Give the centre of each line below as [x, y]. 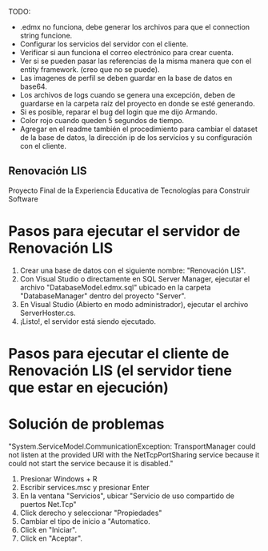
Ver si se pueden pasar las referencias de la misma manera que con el [136, 61]
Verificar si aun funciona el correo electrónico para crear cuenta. [127, 52]
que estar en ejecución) [89, 387]
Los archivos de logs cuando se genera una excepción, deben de [128, 95]
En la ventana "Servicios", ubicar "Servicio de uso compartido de [127, 496]
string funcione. [46, 36]
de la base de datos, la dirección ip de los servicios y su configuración [136, 138]
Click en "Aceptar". [51, 538]
